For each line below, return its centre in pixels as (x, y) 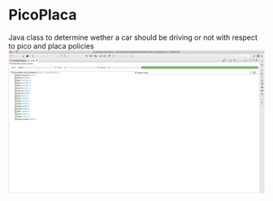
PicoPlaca (43, 15)
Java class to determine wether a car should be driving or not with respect (133, 37)
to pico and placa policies (52, 45)
